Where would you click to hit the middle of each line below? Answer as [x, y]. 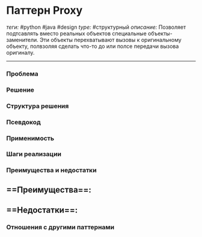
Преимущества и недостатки [52, 170]
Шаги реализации [34, 154]
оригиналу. [20, 52]
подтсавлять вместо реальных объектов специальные [77, 33]
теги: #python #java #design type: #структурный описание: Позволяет [96, 27]
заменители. [23, 40]
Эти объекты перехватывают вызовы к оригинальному [110, 40]
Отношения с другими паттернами [60, 227]
